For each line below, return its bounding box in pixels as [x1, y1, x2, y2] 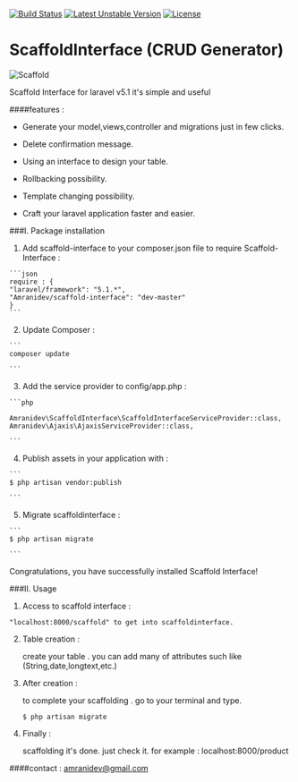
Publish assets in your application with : [21, 453, 168, 463]
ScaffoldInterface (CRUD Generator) [9, 40, 284, 60]
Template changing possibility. [21, 191, 135, 201]
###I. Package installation [9, 225, 106, 236]
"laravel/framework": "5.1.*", [9, 285, 126, 294]
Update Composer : [21, 324, 96, 335]
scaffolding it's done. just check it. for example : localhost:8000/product [21, 745, 289, 756]
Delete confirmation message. [21, 139, 134, 149]
